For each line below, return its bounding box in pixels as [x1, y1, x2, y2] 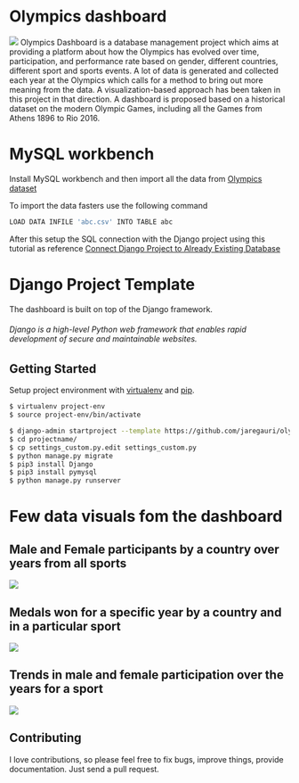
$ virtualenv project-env [9, 402, 105, 411]
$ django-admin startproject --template [9, 426, 162, 436]
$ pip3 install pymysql [9, 468, 98, 477]
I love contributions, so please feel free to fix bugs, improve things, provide [9, 754, 285, 764]
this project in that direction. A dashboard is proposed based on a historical [9, 94, 286, 104]
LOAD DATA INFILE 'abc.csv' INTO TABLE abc [9, 217, 174, 227]
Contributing [9, 730, 82, 746]
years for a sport [9, 681, 104, 696]
